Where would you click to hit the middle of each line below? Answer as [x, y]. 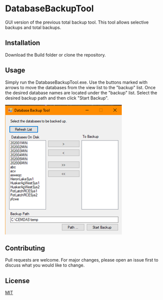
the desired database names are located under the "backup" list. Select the [81, 93]
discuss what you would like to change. [45, 265]
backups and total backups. [33, 27]
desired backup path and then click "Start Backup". [57, 98]
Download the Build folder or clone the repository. [55, 55]
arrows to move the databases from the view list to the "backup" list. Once [81, 87]
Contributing [25, 248]
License [17, 281]
